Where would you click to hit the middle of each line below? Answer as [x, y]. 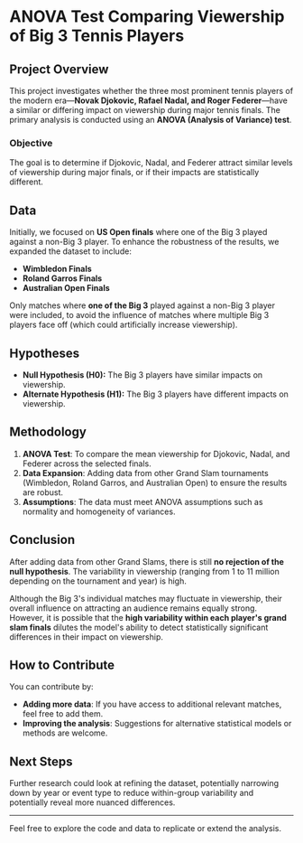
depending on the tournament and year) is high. [98, 581]
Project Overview [59, 69]
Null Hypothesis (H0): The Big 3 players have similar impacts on [142, 375]
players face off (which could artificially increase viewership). [124, 325]
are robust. [43, 492]
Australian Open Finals [66, 288]
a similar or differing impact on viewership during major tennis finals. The [145, 110]
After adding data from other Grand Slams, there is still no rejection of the [147, 561]
